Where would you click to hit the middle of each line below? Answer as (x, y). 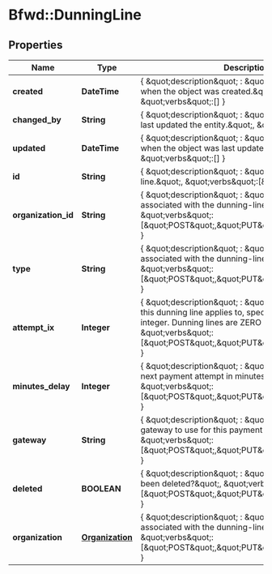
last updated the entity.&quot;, (198, 125)
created (28, 91)
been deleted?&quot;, (181, 484)
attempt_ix (34, 328)
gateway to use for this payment (202, 430)
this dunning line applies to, (193, 312)
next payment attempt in (187, 376)
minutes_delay (41, 386)
